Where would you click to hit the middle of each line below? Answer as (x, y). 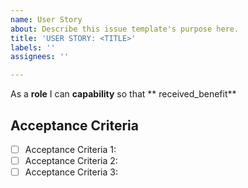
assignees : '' (40, 57)
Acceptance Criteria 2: (71, 160)
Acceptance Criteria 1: (70, 149)
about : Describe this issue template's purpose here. (125, 29)
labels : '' (33, 47)
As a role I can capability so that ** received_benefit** (123, 94)
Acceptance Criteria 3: (71, 172)
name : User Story (46, 19)
